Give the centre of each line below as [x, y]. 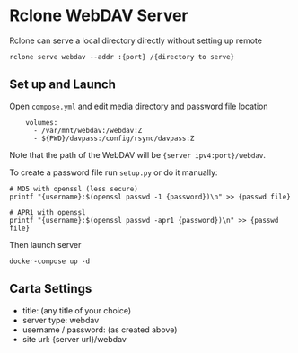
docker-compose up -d [50, 261]
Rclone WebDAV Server [99, 16]
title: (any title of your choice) [77, 310]
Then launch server [45, 244]
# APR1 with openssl [48, 212]
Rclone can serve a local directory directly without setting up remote [136, 40]
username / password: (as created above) [100, 330]
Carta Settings [51, 289]
